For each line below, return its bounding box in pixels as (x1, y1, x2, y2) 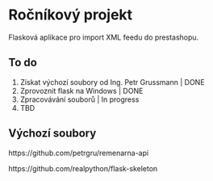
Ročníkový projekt (8, 6, 133, 24)
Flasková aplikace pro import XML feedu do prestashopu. (8, 32, 199, 42)
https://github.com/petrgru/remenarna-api (8, 148, 149, 158)
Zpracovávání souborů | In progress (19, 95, 140, 104)
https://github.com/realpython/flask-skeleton (8, 163, 158, 173)
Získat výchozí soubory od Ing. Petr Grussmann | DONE (19, 77, 205, 86)
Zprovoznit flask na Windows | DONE (19, 86, 144, 95)
